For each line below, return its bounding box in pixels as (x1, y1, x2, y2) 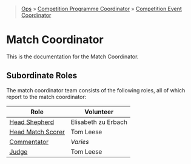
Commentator (9, 137, 49, 146)
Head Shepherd (9, 118, 55, 126)
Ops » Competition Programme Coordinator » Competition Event (21, 5, 182, 12)
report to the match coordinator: (6, 93, 87, 100)
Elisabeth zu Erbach (70, 118, 127, 126)
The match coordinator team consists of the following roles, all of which (6, 86, 186, 94)
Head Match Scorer (9, 128, 65, 136)
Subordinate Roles (6, 70, 78, 81)
